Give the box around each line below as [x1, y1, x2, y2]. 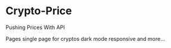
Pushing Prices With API [5, 24, 65, 31]
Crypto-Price [5, 4, 72, 18]
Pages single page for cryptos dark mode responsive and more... [5, 35, 165, 42]
